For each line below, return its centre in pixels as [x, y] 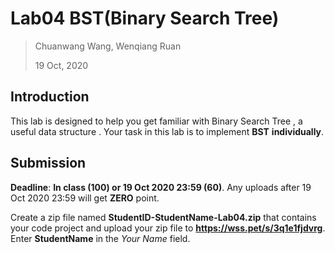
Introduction [50, 97]
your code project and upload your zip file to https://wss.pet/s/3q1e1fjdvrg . [168, 228]
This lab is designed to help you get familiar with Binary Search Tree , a [156, 121]
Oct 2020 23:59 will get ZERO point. [85, 198]
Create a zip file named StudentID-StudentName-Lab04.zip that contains [163, 217]
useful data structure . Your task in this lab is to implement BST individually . [167, 131]
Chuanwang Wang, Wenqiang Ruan [108, 46]
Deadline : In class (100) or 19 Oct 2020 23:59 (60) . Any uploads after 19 [161, 187]
